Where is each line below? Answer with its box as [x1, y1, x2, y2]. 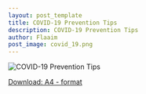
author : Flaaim [8, 33, 58, 42]
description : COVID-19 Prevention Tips [8, 26, 139, 34]
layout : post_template [8, 11, 82, 20]
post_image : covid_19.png [8, 41, 93, 49]
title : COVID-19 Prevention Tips [8, 19, 118, 27]
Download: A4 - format [8, 78, 82, 87]
